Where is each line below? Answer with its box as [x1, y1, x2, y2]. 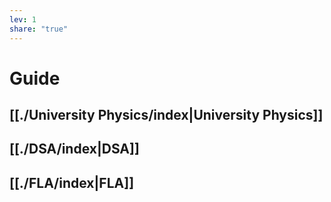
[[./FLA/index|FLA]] [9, 174, 135, 191]
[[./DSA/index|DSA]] [9, 141, 140, 158]
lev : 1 [9, 14, 37, 25]
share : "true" [9, 24, 69, 34]
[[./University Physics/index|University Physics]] [9, 107, 324, 124]
